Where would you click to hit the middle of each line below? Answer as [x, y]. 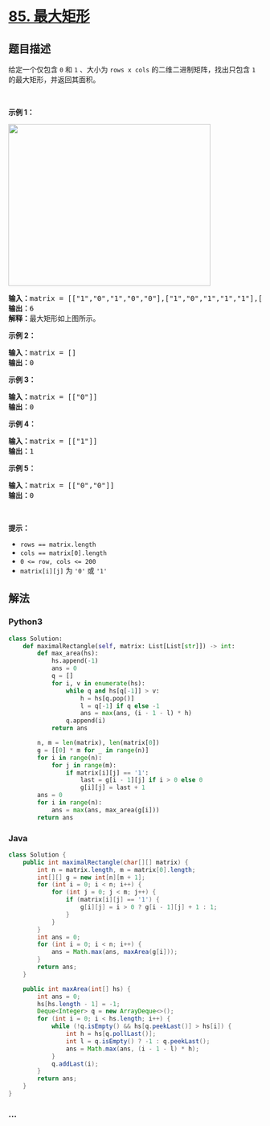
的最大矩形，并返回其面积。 [54, 80]
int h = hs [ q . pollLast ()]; [111, 1034]
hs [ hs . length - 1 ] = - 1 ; [79, 1004]
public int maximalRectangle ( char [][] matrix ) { [106, 862]
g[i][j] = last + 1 [113, 788]
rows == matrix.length [58, 545]
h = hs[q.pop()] [107, 698]
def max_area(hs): [68, 653]
